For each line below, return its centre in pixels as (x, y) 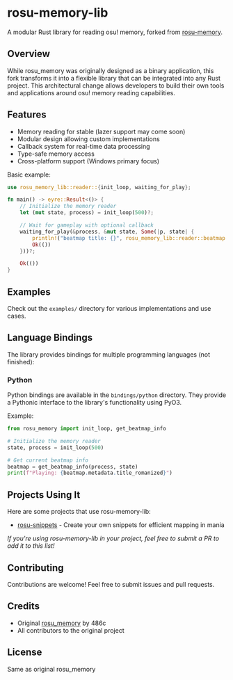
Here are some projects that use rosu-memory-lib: (79, 512)
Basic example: (29, 175)
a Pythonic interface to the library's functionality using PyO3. (95, 403)
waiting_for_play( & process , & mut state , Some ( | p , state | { (107, 232)
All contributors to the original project (71, 630)
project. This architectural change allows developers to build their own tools (116, 86)
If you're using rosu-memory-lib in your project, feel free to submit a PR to (113, 539)
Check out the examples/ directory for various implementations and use (109, 308)
